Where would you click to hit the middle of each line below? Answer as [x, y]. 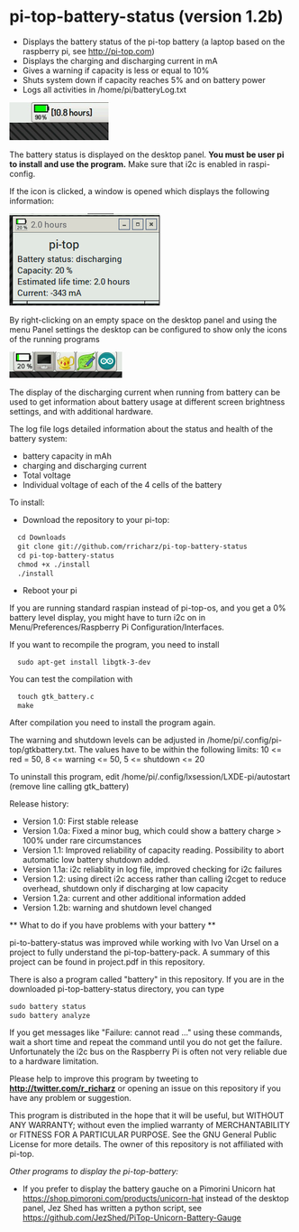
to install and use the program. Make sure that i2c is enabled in [128, 163]
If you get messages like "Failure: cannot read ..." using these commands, [146, 1032]
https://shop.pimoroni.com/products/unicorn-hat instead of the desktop [156, 1198]
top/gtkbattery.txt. [43, 749]
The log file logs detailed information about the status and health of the [141, 429]
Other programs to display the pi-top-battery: [94, 1171]
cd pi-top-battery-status [66, 555]
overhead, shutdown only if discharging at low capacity [125, 888]
